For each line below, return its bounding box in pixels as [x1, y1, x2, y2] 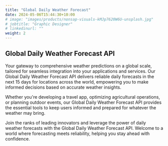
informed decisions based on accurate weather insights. [5, 84, 121, 90]
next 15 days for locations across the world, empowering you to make [5, 79, 149, 85]
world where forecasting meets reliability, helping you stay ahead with [5, 130, 150, 136]
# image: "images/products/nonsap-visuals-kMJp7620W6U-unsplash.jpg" [5, 17, 154, 22]
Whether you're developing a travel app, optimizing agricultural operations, [5, 94, 160, 100]
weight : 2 [5, 31, 26, 36]
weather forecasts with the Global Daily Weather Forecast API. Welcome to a [5, 125, 163, 131]
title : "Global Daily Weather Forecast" [5, 7, 91, 13]
